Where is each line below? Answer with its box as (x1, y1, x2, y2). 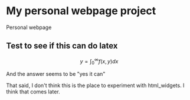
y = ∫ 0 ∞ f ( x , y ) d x (80, 56, 119, 66)
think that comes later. (6, 88, 60, 95)
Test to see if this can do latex (6, 41, 118, 51)
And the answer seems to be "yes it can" (6, 70, 106, 78)
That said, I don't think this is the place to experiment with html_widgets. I (6, 82, 185, 89)
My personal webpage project (6, 4, 156, 18)
